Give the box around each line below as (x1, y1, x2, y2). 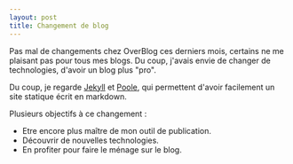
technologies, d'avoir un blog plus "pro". (9, 64, 157, 75)
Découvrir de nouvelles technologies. (21, 135, 160, 145)
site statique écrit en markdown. (9, 90, 127, 102)
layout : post (9, 12, 58, 22)
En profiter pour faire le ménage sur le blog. (21, 144, 182, 155)
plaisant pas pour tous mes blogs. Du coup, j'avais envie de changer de (9, 55, 271, 66)
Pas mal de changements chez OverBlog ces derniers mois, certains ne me (9, 45, 284, 56)
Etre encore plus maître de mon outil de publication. (21, 125, 211, 136)
